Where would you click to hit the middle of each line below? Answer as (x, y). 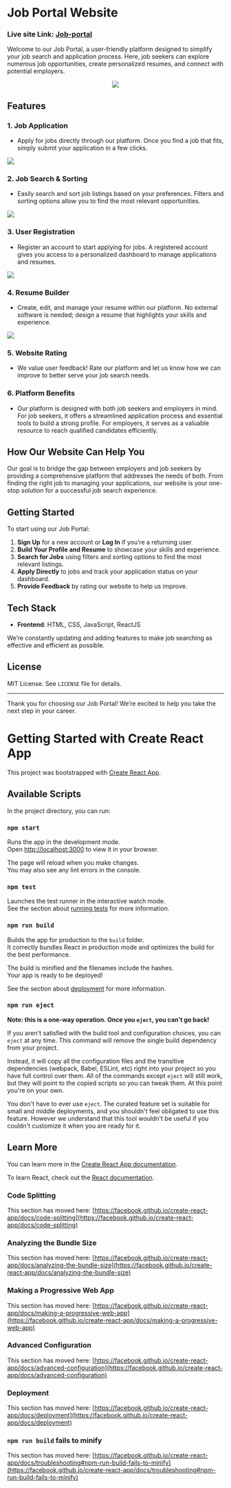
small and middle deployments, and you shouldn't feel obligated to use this (113, 1111)
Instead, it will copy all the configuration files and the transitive (96, 1061)
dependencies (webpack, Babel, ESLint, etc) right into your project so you (112, 1068)
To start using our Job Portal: (48, 529)
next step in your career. (42, 711)
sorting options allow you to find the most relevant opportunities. (109, 201)
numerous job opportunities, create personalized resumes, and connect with (115, 64)
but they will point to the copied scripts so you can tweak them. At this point (114, 1083)
